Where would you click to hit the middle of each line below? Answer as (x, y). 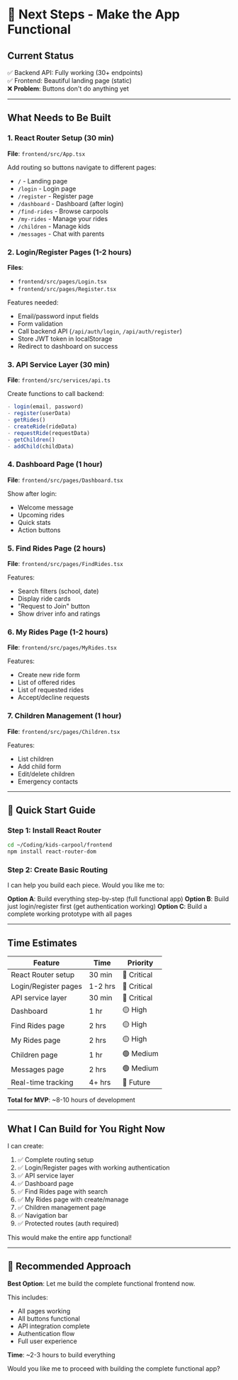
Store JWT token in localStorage (65, 339)
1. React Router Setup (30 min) (61, 138)
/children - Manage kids (54, 226)
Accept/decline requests (53, 698)
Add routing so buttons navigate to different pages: (82, 167)
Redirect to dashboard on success (68, 346)
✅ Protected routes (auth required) (68, 1223)
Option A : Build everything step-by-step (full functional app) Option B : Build (118, 899)
